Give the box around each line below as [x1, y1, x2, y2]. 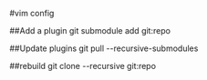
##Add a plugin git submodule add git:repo [9, 25, 171, 35]
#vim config [9, 8, 55, 18]
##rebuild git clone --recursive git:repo [9, 61, 157, 71]
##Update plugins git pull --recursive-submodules [9, 43, 199, 54]
